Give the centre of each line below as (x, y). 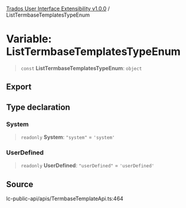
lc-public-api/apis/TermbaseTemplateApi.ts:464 (65, 198)
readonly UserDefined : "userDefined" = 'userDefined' (87, 166)
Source (20, 184)
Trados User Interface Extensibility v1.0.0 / (58, 9)
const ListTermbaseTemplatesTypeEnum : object (81, 68)
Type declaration (38, 107)
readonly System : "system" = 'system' (68, 137)
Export (19, 87)
